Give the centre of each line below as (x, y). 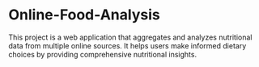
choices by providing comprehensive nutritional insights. (102, 54)
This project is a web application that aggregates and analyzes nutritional (130, 37)
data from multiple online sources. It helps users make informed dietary (127, 45)
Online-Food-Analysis (84, 15)
